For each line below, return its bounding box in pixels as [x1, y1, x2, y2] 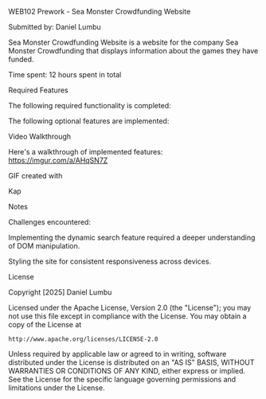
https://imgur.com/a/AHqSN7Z [8, 155, 108, 165]
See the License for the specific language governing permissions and [8, 374, 237, 384]
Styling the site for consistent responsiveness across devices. [8, 256, 212, 266]
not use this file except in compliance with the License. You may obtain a [8, 311, 247, 321]
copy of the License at [8, 320, 82, 329]
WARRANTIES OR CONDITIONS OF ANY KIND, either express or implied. [8, 366, 245, 375]
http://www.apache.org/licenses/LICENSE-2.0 [8, 335, 158, 343]
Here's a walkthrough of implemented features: [8, 147, 163, 156]
